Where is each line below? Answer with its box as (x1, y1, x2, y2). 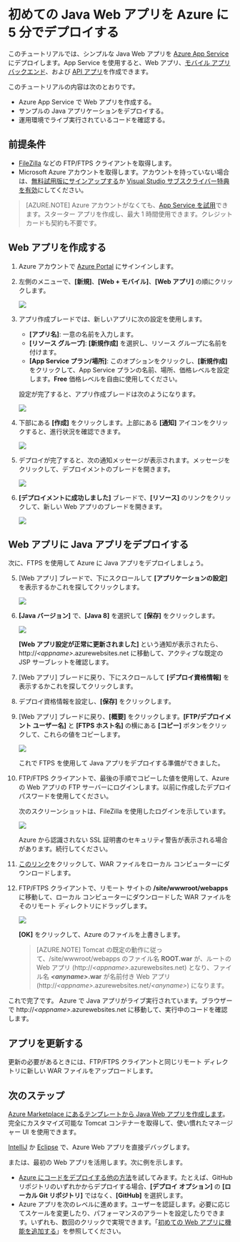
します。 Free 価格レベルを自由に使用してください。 (29, 374, 181, 383)
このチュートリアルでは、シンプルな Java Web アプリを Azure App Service (8, 49, 229, 58)
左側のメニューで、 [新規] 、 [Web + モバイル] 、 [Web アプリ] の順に (18, 277, 215, 286)
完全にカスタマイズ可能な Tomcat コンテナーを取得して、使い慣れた (8, 1119, 209, 1127)
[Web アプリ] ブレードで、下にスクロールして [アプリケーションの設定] (18, 574, 228, 582)
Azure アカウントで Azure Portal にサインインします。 (18, 262, 178, 270)
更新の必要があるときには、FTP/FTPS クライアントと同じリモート (8, 1058, 202, 1066)
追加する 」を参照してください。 (31, 1227, 125, 1235)
